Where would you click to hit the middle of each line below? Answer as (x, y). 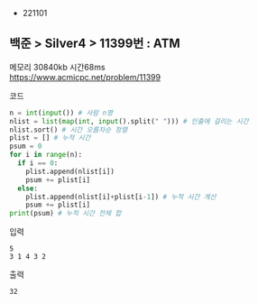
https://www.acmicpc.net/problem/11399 (85, 77)
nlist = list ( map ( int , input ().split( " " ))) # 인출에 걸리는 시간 (129, 121)
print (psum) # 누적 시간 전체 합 (65, 214)
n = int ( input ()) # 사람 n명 (61, 113)
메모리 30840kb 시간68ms (57, 67)
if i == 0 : (38, 163)
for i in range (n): (46, 155)
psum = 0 (26, 147)
